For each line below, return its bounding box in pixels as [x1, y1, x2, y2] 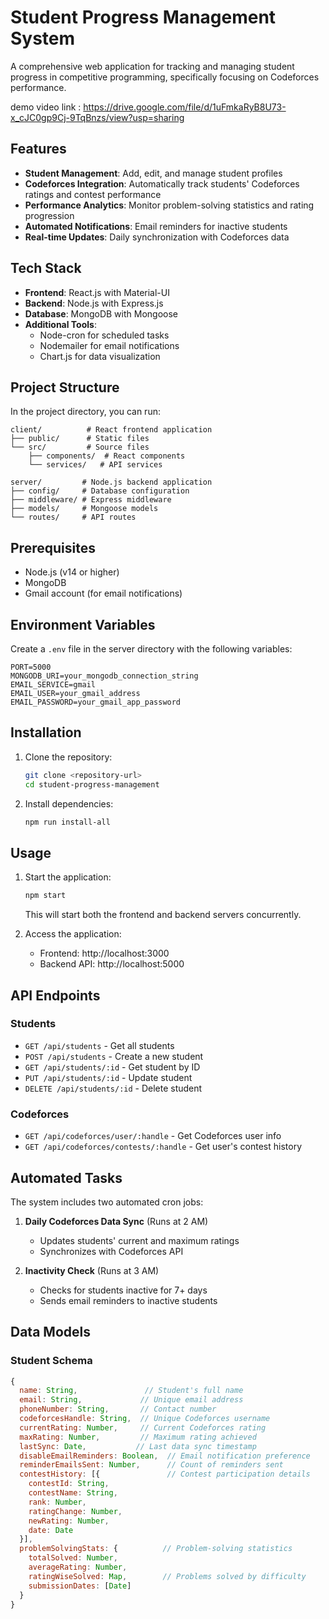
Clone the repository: [24, 751, 113, 763]
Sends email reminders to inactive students [39, 1294, 218, 1306]
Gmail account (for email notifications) [24, 587, 183, 600]
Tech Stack [10, 260, 82, 277]
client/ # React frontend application [10, 425, 213, 435]
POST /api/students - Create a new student [24, 1050, 204, 1062]
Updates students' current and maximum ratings [39, 1234, 240, 1246]
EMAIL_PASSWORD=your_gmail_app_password [10, 697, 182, 707]
